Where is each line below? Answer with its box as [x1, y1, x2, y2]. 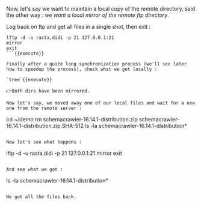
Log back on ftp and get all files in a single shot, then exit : [6, 23, 151, 30]
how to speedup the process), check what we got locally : [6, 66, 158, 72]
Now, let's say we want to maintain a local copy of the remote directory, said [6, 5, 196, 12]
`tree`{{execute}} [6, 77, 52, 83]
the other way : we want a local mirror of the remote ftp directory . [6, 11, 170, 19]
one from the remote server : [6, 105, 82, 111]
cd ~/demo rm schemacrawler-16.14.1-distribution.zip [6, 116, 138, 123]
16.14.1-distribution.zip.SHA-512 [6, 123, 84, 129]
